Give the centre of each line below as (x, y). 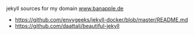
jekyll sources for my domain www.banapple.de (65, 8)
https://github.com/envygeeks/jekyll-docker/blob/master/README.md (101, 20)
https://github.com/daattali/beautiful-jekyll (67, 26)
